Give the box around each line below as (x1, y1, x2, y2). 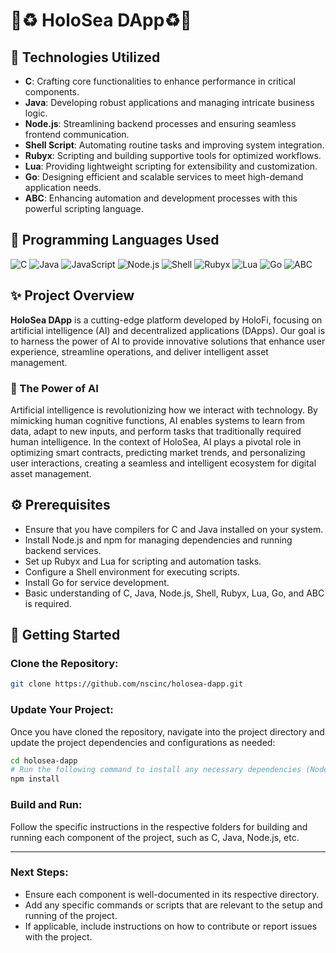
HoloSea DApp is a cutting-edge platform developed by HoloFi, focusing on (10, 314, 323, 326)
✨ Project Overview (10, 287, 135, 304)
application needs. (24, 182, 102, 193)
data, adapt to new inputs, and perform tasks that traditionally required (10, 425, 302, 437)
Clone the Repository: (10, 657, 119, 671)
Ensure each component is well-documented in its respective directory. (24, 888, 320, 900)
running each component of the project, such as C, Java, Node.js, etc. (10, 831, 300, 843)
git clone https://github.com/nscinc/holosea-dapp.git (10, 679, 244, 689)
